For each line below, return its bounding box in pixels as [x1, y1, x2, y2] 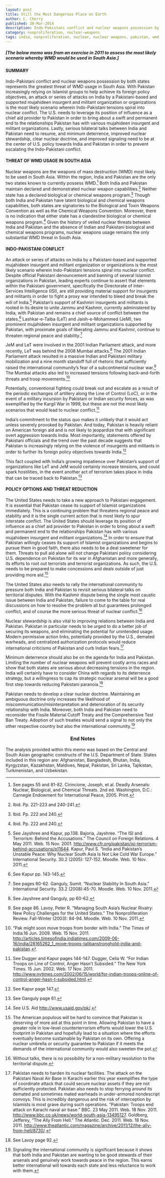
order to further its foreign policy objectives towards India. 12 [5, 448, 127, 455]
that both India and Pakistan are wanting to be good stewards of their [12, 1152, 153, 1158]
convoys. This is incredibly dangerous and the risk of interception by [12, 1096, 151, 1102]
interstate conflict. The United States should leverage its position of [5, 518, 141, 524]
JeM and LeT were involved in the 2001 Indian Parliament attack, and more [5, 342, 156, 348]
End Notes [70, 735, 95, 742]
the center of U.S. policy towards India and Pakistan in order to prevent [5, 141, 149, 147]
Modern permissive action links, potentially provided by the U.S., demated [5, 633, 155, 640]
